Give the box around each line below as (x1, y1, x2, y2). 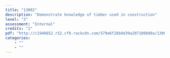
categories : (5, 36, 30, 41)
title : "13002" (5, 7, 37, 13)
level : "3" (5, 17, 28, 22)
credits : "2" (5, 26, 33, 31)
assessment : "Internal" (5, 21, 56, 27)
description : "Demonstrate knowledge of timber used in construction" (5, 12, 157, 17)
